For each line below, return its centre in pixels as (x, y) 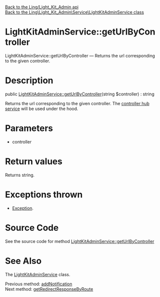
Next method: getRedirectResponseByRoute (49, 289)
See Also (23, 261)
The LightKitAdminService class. (38, 274)
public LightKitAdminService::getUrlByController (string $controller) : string (80, 94)
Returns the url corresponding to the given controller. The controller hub (77, 103)
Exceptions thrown (44, 195)
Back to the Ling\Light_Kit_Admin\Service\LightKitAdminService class (75, 12)
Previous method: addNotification (39, 284)
